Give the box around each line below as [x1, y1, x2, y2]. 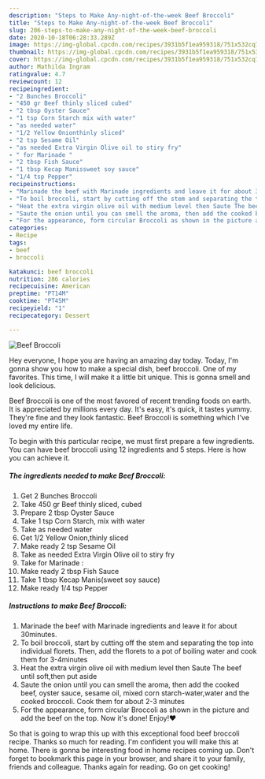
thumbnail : [9, 48, 45, 56]
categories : [9, 224, 48, 233]
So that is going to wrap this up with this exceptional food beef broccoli [9, 729, 240, 738]
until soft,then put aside [20, 671, 98, 680]
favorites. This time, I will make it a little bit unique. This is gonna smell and [9, 372, 251, 382]
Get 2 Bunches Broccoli [20, 490, 98, 501]
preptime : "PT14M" [9, 289, 69, 298]
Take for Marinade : [20, 557, 84, 568]
